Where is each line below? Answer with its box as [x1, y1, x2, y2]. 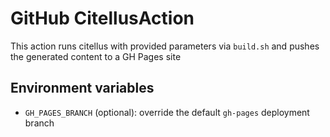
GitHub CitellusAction [10, 7, 195, 30]
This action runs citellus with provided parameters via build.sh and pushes [10, 40, 320, 52]
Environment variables [10, 80, 155, 97]
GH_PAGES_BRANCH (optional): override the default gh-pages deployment [24, 106, 310, 118]
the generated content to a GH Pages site [10, 50, 182, 62]
